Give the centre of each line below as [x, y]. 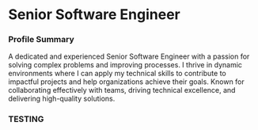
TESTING [26, 119]
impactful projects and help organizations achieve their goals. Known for [127, 82]
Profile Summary [42, 40]
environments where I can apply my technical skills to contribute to [118, 74]
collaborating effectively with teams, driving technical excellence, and [122, 90]
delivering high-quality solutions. [62, 99]
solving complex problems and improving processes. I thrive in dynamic [125, 65]
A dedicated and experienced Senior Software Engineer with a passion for [129, 56]
